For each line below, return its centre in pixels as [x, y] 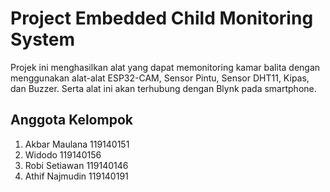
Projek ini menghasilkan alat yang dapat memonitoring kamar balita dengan [165, 67]
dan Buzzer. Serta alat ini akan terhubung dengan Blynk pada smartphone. [163, 88]
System [43, 39]
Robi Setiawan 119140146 [76, 165]
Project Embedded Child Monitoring [162, 18]
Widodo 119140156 [63, 154]
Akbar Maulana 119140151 [77, 144]
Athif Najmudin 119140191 [76, 176]
